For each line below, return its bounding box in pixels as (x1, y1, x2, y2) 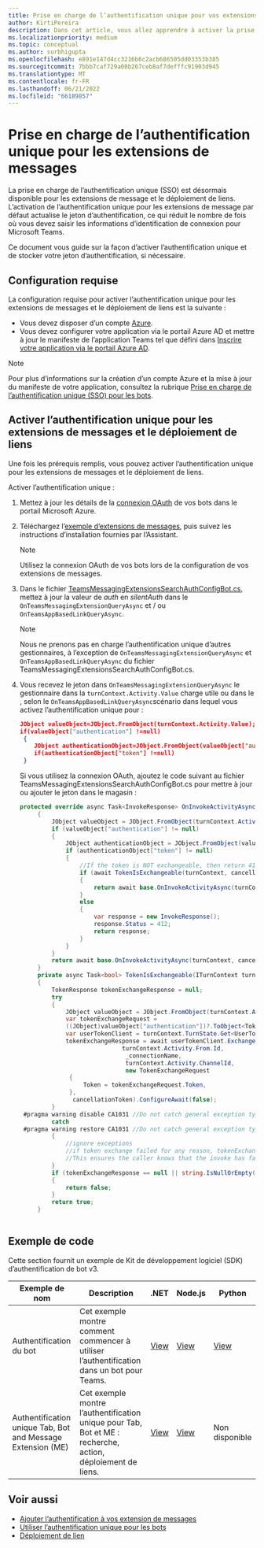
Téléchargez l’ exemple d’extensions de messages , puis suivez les (19, 521, 232, 531)
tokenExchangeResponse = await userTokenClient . (65, 1037, 228, 1046)
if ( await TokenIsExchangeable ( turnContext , (79, 868, 228, 876)
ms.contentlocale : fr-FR (8, 77, 90, 85)
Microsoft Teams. (8, 228, 65, 237)
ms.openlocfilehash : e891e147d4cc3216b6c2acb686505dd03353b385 (8, 56, 220, 64)
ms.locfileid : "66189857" (8, 92, 93, 100)
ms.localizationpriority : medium (8, 33, 118, 42)
